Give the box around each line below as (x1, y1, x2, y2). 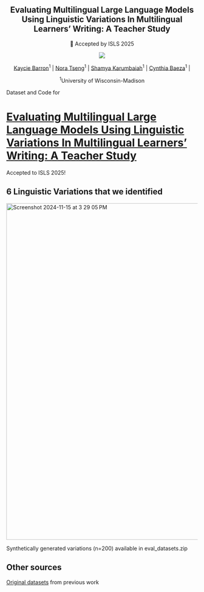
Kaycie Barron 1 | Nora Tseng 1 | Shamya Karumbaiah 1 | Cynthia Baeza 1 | (13, 63, 191, 72)
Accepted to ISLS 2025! (6, 169, 66, 176)
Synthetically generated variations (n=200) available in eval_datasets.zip (6, 545, 188, 552)
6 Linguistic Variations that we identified (6, 187, 163, 197)
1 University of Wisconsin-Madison (59, 76, 145, 85)
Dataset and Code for (6, 89, 60, 96)
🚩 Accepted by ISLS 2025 (69, 40, 135, 47)
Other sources (6, 562, 62, 573)
